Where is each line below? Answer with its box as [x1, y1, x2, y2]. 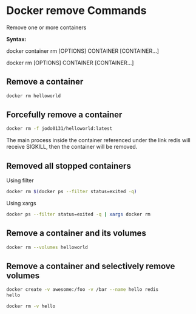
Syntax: [6, 35, 27, 43]
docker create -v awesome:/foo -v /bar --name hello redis [6, 287, 159, 293]
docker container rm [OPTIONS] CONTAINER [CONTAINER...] [6, 47, 160, 55]
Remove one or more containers [6, 24, 87, 31]
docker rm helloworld [6, 92, 61, 99]
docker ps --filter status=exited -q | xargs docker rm [6, 211, 150, 217]
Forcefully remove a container [6, 110, 123, 120]
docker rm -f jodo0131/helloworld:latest [6, 126, 113, 132]
